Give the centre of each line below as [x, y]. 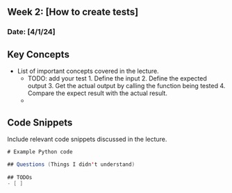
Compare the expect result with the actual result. [98, 93]
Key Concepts [38, 54]
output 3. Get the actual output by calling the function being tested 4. [126, 86]
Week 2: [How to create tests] [73, 12]
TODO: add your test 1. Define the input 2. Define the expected [117, 78]
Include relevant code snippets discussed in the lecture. [87, 139]
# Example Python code [40, 152]
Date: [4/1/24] [31, 32]
